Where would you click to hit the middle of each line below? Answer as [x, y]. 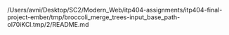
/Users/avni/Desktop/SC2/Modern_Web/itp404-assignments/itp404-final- [115, 10]
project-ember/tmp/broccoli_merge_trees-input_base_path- [94, 17]
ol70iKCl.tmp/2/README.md [48, 24]
